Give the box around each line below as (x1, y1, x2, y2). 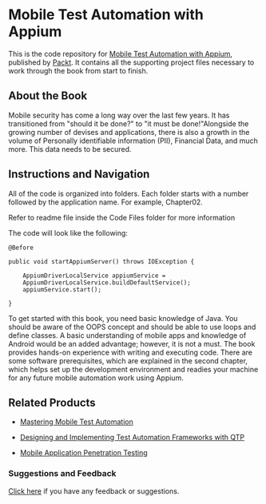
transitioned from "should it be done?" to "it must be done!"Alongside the (8, 118, 249, 129)
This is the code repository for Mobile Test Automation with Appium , (8, 49, 233, 58)
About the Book (8, 89, 88, 103)
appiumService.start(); (22, 285, 102, 293)
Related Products (8, 395, 96, 409)
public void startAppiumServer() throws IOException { (8, 257, 195, 265)
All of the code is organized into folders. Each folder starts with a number (8, 189, 249, 198)
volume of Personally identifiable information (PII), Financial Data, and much (8, 136, 258, 145)
